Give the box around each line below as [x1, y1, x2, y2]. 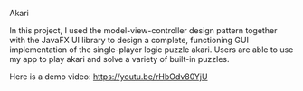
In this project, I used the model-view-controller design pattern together [9, 25, 278, 35]
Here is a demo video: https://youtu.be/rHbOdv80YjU [9, 71, 208, 82]
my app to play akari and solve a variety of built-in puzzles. [9, 54, 230, 64]
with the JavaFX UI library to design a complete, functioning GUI [9, 35, 249, 45]
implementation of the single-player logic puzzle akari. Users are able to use [9, 44, 294, 55]
